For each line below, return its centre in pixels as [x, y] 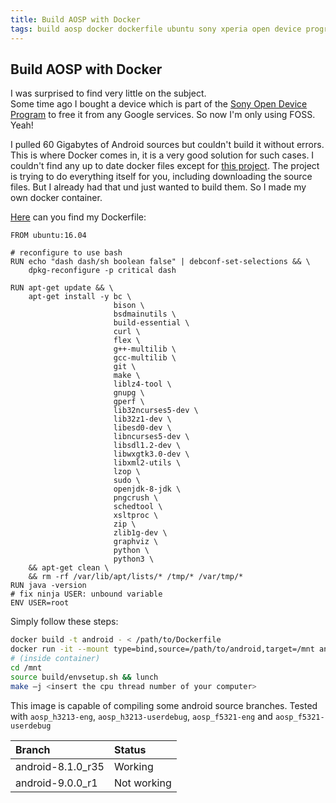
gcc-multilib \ [145, 358]
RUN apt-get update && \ [62, 288]
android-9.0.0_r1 [56, 783]
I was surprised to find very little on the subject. [108, 93]
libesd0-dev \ [142, 428]
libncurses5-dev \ [151, 437]
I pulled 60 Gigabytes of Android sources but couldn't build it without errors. [167, 145]
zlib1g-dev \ [140, 533]
